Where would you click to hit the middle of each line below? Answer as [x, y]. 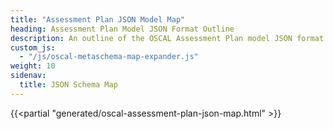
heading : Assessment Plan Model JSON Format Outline [122, 29]
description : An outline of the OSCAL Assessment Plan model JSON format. [169, 38]
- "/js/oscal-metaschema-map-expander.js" [109, 57]
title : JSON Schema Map [68, 85]
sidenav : [28, 76]
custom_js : [33, 47]
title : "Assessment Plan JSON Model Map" [98, 19]
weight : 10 [33, 66]
